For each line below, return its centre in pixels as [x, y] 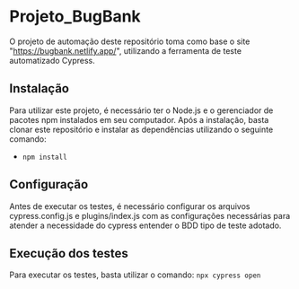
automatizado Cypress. [53, 60]
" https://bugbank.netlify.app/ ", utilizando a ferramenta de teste [126, 50]
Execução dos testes [69, 253]
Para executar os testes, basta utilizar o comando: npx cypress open [135, 275]
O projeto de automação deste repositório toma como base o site [130, 41]
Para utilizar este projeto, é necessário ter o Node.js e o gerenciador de [141, 110]
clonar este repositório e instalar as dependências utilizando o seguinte [141, 129]
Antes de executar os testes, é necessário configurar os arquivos [130, 206]
